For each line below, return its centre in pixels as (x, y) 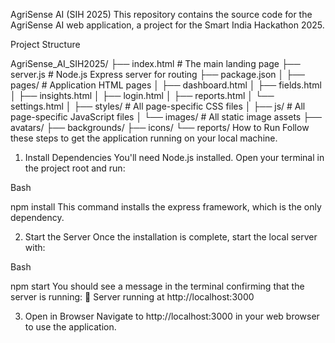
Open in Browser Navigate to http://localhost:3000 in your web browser (172, 316)
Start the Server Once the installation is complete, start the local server (171, 237)
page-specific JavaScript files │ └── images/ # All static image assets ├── (166, 117)
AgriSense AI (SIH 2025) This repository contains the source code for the (161, 14)
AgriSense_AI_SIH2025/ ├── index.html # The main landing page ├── (155, 63)
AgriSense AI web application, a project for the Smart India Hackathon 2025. (167, 25)
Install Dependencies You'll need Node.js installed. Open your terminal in (174, 157)
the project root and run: (75, 168)
